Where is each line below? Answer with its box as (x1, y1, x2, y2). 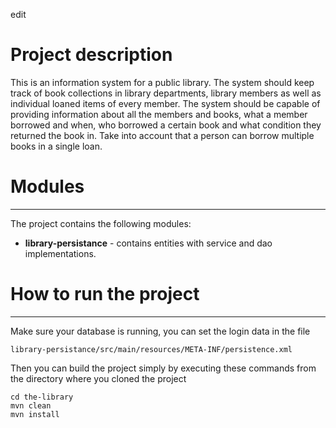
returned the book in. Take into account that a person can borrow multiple (10, 129, 315, 141)
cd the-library (10, 392, 74, 402)
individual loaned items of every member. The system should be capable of (10, 97, 321, 109)
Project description (10, 44, 173, 66)
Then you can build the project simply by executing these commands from (10, 362, 317, 374)
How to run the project (10, 283, 200, 306)
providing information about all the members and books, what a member (10, 108, 308, 120)
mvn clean (10, 400, 52, 411)
